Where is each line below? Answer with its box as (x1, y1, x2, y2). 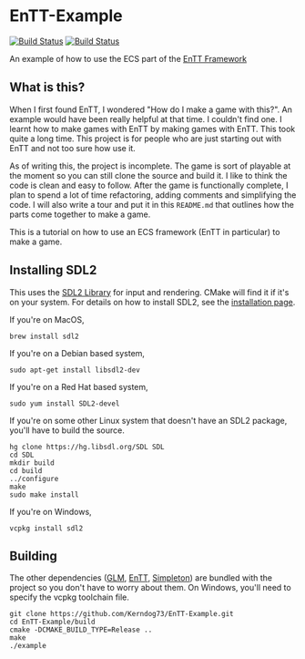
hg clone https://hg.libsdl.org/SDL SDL (9, 442, 166, 451)
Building (9, 548, 57, 563)
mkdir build (9, 458, 55, 468)
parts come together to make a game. (9, 209, 151, 220)
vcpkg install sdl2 (9, 523, 84, 533)
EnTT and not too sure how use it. (9, 142, 137, 153)
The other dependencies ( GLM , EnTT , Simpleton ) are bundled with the (9, 572, 273, 583)
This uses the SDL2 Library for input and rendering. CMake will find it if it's (9, 286, 290, 297)
